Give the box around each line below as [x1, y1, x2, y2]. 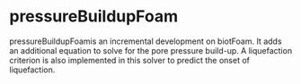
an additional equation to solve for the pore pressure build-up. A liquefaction [9, 45, 293, 55]
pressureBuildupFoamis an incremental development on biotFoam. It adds [9, 36, 282, 46]
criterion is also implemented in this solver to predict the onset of [9, 55, 250, 65]
